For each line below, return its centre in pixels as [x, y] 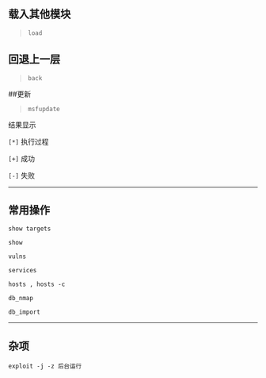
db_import [25, 312]
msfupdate [44, 109]
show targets [30, 229]
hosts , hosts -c [37, 284]
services [23, 271]
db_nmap [21, 299]
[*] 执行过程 [28, 141]
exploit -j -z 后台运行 [45, 366]
